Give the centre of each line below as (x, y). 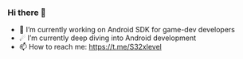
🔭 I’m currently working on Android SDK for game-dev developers (127, 30)
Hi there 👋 (27, 13)
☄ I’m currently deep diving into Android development (108, 38)
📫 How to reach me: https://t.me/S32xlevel (90, 47)
